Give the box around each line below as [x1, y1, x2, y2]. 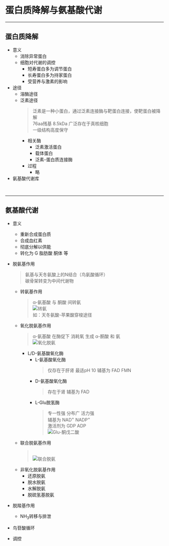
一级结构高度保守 [32, 127, 68, 133]
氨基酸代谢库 [12, 175, 39, 181]
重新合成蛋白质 [20, 231, 51, 237]
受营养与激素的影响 [27, 78, 68, 84]
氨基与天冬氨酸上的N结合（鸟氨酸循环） [25, 271, 108, 277]
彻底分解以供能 [20, 244, 51, 250]
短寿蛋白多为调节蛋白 [27, 66, 72, 72]
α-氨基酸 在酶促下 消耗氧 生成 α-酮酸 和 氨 [32, 333, 121, 339]
